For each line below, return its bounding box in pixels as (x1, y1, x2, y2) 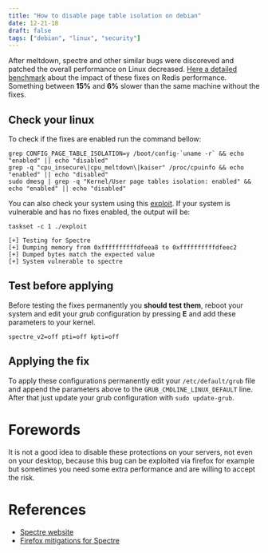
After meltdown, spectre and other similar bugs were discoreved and (8, 56, 234, 66)
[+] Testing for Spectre (8, 237, 91, 245)
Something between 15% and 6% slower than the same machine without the (8, 82, 260, 91)
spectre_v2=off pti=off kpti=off (8, 332, 120, 340)
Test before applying (8, 279, 114, 292)
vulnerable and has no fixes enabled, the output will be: (8, 207, 191, 217)
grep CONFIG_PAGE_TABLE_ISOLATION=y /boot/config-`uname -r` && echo (8, 149, 245, 158)
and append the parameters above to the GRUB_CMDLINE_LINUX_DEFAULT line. (8, 384, 254, 394)
